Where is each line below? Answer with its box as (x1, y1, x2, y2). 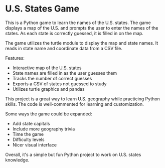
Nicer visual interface (12, 141, 57, 148)
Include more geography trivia (12, 126, 75, 132)
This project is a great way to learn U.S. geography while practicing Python (5, 96, 160, 102)
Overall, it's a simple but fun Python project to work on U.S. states (5, 151, 141, 157)
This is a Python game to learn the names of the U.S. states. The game (5, 20, 151, 26)
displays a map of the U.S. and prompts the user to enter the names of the (5, 25, 158, 31)
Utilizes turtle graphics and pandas (12, 86, 85, 92)
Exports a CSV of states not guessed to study (12, 81, 107, 87)
